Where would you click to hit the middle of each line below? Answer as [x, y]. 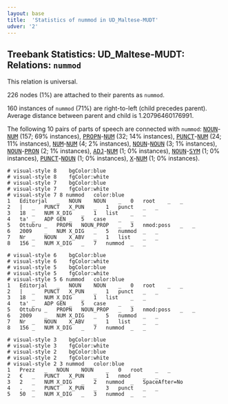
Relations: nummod [44, 65]
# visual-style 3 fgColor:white [58, 346]
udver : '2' [23, 26]
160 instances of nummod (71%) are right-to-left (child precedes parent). [107, 108]
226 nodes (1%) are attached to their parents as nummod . [86, 95]
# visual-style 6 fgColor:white [58, 262]
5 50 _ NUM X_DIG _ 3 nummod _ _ [77, 394]
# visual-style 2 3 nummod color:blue [66, 364]
